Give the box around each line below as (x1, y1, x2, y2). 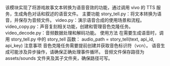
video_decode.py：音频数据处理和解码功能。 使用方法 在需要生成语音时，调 (5, 30, 164, 36)
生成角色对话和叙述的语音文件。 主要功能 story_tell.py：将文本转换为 (14, 11, 157, 17)
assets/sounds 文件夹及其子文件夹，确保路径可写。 (5, 55, 113, 61)
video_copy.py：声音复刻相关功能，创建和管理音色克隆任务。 (5, 23, 133, 29)
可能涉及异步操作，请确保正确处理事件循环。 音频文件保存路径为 (9, 49, 145, 55)
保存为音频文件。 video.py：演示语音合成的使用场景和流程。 (18, 17, 145, 23)
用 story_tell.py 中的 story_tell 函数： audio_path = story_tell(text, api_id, (5, 36, 155, 42)
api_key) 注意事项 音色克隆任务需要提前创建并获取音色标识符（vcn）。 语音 (5, 43, 161, 48)
